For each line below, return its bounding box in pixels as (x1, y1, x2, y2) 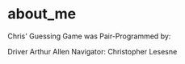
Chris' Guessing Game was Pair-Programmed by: (7, 31, 171, 41)
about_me (7, 5, 77, 23)
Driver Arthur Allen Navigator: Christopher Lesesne (7, 46, 178, 56)
